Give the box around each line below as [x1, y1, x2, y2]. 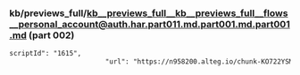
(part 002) [28, 29, 75, 41]
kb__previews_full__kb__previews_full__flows [86, 7, 288, 19]
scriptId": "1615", [9, 49, 82, 58]
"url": [104, 57, 129, 66]
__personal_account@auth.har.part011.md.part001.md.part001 [9, 18, 290, 30]
